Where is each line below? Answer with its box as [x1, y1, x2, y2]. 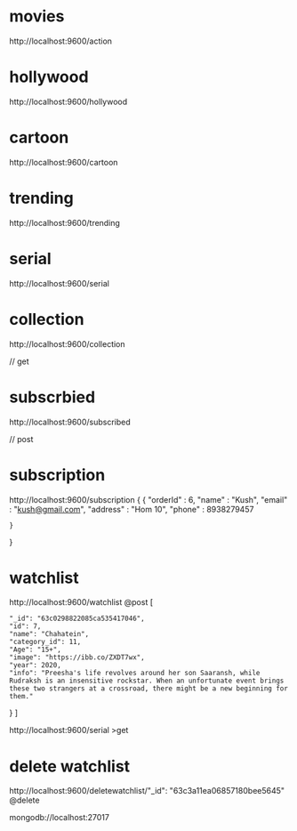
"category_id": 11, [9, 638, 82, 647]
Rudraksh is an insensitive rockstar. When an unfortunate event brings [9, 676, 285, 686]
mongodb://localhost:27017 [9, 812, 109, 823]
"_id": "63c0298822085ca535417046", [9, 614, 145, 624]
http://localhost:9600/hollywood [9, 96, 128, 107]
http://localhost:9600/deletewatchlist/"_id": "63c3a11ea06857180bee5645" [9, 786, 285, 796]
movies [9, 6, 65, 27]
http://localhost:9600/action [9, 36, 113, 46]
